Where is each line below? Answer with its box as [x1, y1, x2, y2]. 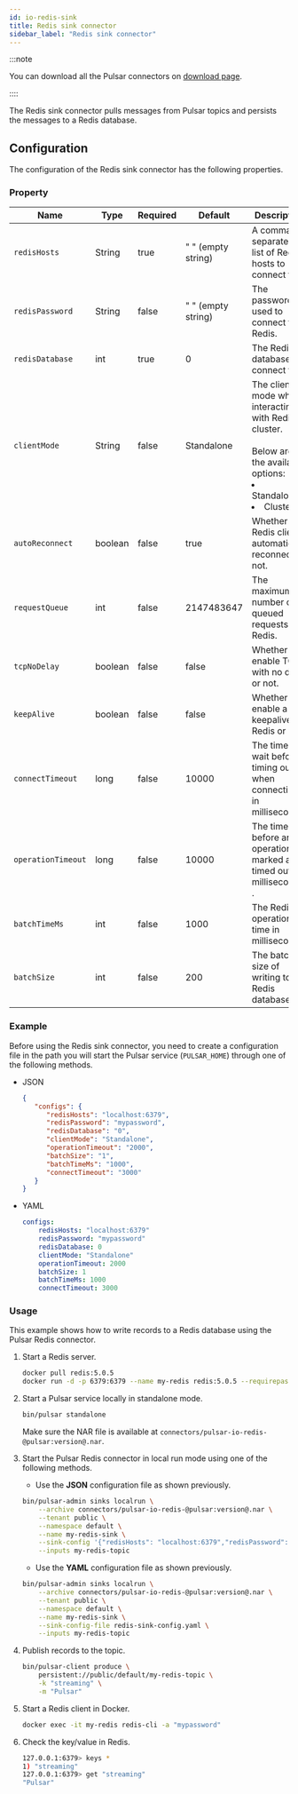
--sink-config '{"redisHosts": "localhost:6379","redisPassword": [38, 1538, 289, 1547]
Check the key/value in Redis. [21, 1736, 130, 1747]
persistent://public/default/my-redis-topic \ [38, 1671, 214, 1679]
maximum [251, 585, 293, 598]
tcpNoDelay [13, 662, 59, 671]
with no [251, 666, 283, 679]
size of [251, 960, 280, 972]
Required [137, 210, 177, 222]
